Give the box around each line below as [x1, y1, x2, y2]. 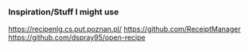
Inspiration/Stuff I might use [8, 6, 119, 17]
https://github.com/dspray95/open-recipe [8, 33, 146, 42]
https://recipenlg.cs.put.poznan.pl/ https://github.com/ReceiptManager [8, 25, 241, 34]
